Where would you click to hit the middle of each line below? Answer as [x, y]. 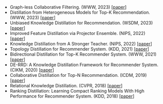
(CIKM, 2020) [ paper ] [32, 70]
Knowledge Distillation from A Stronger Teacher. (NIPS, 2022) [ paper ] [81, 44]
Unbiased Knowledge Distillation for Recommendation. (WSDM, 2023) [81, 23]
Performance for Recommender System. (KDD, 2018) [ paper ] [72, 96]
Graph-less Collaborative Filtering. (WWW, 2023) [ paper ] [68, 7]
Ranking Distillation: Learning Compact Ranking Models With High [77, 91]
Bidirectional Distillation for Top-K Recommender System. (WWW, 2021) [83, 54]
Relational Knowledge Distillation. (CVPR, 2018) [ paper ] [66, 86]
